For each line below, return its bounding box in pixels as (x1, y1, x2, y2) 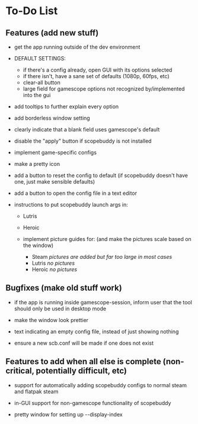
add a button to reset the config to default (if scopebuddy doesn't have (14, 172, 188, 179)
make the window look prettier (14, 316, 89, 323)
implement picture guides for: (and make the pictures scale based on (23, 236, 192, 242)
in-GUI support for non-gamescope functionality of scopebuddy (14, 399, 171, 406)
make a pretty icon (14, 160, 60, 167)
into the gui (23, 92, 51, 98)
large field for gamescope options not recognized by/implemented (23, 85, 185, 92)
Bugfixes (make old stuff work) (5, 283, 122, 293)
